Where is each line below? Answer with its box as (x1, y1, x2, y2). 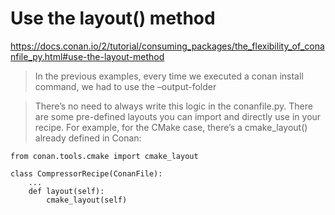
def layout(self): (28, 186, 105, 196)
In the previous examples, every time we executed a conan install (34, 70, 304, 82)
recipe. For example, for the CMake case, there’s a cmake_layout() (34, 121, 308, 133)
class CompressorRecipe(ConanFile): (10, 168, 163, 179)
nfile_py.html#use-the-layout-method (10, 50, 165, 62)
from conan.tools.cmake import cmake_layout (10, 151, 199, 161)
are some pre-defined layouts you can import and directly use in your (34, 110, 322, 122)
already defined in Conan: (34, 132, 142, 144)
